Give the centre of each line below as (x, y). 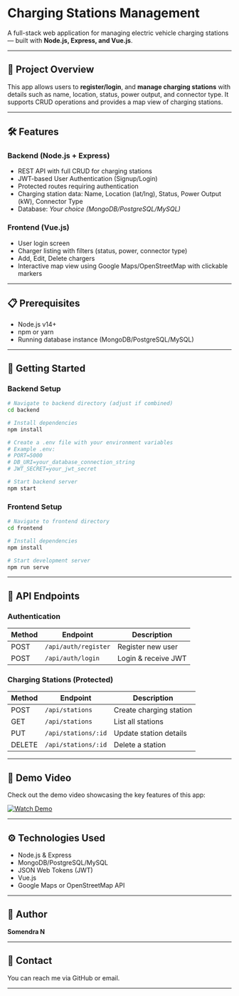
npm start (22, 488)
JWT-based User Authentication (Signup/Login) (87, 179)
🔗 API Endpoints (44, 596)
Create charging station (153, 710)
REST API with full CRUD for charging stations (85, 171)
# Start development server (49, 560)
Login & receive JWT (152, 659)
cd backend (23, 410)
